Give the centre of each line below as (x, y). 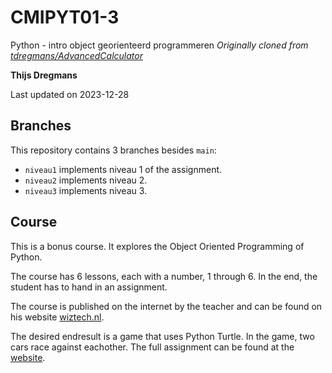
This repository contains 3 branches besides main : (113, 150)
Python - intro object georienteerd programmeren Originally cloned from (159, 45)
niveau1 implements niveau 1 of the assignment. (123, 169)
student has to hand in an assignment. (89, 287)
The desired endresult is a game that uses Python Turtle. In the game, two (162, 336)
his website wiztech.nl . (57, 317)
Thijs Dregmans (44, 75)
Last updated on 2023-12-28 (70, 94)
